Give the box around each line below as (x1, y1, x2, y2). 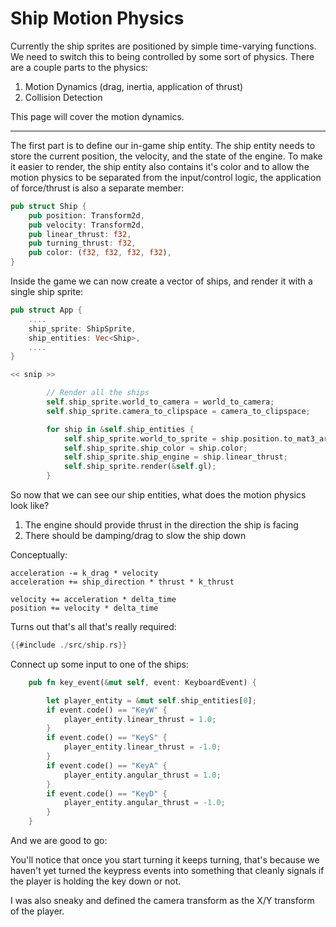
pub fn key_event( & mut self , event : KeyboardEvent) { (28, 677, 257, 687)
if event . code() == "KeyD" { (46, 788, 168, 799)
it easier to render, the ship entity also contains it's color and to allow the (10, 160, 310, 172)
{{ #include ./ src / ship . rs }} (10, 640, 128, 651)
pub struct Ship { (10, 201, 87, 211)
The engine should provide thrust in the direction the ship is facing (24, 519, 299, 531)
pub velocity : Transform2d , (28, 220, 145, 230)
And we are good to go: (10, 835, 108, 847)
